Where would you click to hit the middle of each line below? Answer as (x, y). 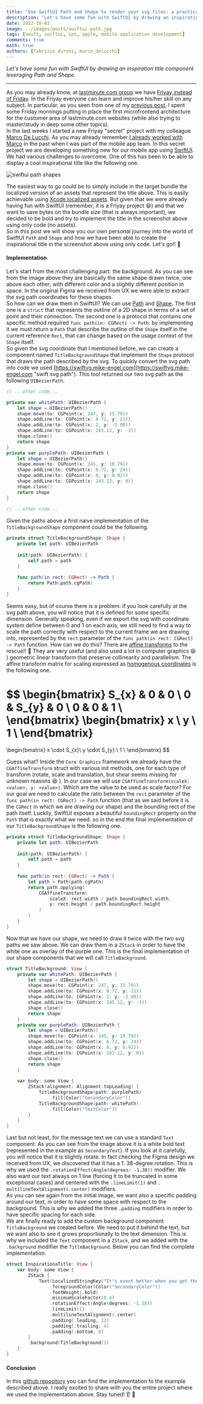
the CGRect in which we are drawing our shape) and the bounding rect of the (101, 806)
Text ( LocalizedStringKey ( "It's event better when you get (113, 1281)
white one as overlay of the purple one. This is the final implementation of (98, 951)
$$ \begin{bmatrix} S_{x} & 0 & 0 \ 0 (99, 695)
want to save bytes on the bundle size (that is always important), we (91, 212)
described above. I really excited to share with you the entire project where (99, 1388)
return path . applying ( (56, 887)
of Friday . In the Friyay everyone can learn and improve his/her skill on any (99, 99)
